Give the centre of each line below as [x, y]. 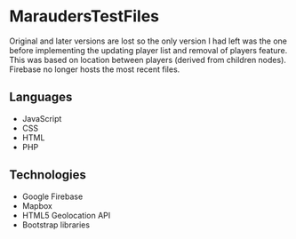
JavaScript [42, 118]
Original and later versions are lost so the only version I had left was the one [148, 41]
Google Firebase [52, 196]
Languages [41, 97]
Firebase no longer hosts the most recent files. [95, 69]
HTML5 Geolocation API [66, 215]
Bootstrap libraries [56, 225]
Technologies [48, 175]
